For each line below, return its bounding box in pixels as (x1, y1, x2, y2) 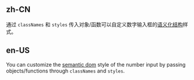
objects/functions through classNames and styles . (6, 67, 125, 74)
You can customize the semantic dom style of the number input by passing (6, 61, 186, 68)
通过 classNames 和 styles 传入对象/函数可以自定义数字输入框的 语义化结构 (6, 20, 184, 28)
